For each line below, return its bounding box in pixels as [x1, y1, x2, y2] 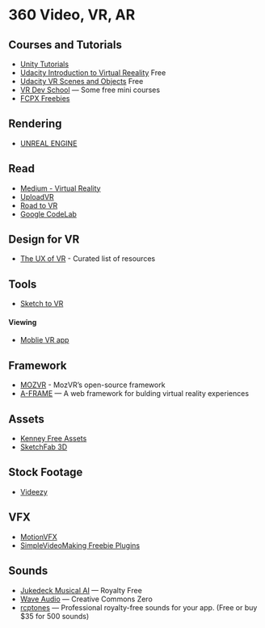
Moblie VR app [19, 335, 69, 345]
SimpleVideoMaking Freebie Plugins [19, 540, 140, 550]
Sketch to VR [19, 299, 64, 309]
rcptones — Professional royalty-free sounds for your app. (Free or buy [19, 602, 258, 612]
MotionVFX [19, 532, 58, 542]
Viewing [8, 317, 37, 327]
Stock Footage [8, 466, 83, 479]
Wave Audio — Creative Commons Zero [19, 594, 154, 604]
